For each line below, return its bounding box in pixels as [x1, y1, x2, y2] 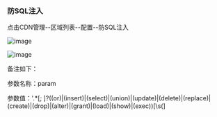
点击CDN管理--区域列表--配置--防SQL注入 [7, 23, 129, 32]
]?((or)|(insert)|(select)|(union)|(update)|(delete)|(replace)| [43, 94, 211, 102]
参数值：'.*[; [7, 94, 42, 102]
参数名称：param [7, 80, 56, 88]
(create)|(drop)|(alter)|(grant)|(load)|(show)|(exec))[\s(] [7, 102, 166, 110]
